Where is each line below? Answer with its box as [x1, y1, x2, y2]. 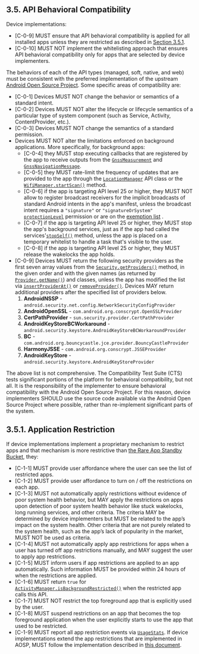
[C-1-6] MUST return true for [14, 578, 87, 585]
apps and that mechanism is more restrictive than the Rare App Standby [6, 447, 182, 454]
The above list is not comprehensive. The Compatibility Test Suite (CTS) [6, 369, 182, 377]
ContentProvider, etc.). [14, 118, 71, 125]
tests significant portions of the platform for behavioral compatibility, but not [6, 375, 193, 383]
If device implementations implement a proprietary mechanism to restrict [6, 440, 184, 447]
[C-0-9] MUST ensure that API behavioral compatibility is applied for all [14, 32, 190, 39]
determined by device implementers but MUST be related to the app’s [14, 515, 185, 522]
